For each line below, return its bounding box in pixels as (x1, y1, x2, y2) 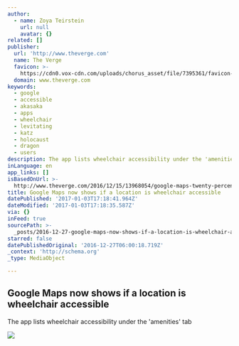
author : (7, 10, 31, 18)
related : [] (7, 37, 43, 44)
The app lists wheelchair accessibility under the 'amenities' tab (7, 317, 192, 325)
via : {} (7, 209, 31, 216)
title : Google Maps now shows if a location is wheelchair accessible (7, 189, 221, 196)
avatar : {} (20, 30, 53, 38)
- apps (14, 109, 33, 117)
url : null (20, 23, 50, 31)
